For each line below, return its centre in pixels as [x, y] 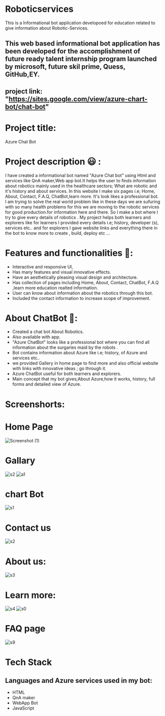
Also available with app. [36, 337]
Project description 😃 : [53, 161]
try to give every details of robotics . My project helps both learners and [78, 217]
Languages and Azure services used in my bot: [79, 680]
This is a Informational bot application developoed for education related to [80, 23]
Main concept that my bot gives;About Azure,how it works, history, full [83, 379]
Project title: [31, 128]
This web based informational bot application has [82, 44]
